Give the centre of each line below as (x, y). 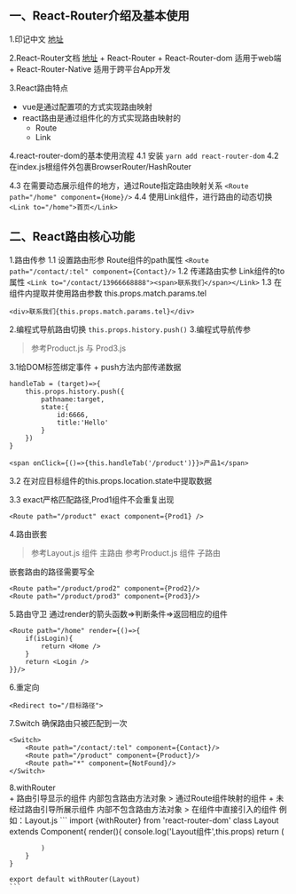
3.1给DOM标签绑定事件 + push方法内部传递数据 (95, 367)
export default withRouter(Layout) (75, 879)
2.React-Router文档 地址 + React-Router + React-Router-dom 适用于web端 (145, 58)
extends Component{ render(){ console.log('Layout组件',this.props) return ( (147, 831)
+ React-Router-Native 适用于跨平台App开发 (90, 68)
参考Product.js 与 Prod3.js (78, 348)
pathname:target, (73, 399)
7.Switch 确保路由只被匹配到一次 (68, 723)
